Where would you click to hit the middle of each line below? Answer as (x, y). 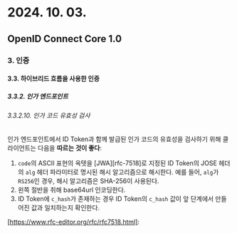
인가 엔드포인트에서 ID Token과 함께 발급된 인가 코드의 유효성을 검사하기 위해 (114, 139)
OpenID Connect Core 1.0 (65, 39)
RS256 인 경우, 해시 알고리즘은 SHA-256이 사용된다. (88, 181)
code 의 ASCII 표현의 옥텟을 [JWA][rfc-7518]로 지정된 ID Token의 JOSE (117, 163)
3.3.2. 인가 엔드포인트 (38, 96)
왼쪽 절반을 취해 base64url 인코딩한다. (72, 190)
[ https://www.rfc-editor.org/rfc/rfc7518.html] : (74, 222)
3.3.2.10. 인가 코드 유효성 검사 (49, 115)
